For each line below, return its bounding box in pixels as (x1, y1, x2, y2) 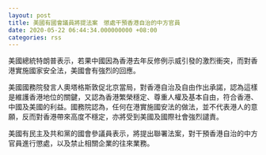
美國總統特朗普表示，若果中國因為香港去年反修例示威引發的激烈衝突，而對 (8, 56, 251, 65)
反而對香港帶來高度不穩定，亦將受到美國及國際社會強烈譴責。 (21, 112, 223, 122)
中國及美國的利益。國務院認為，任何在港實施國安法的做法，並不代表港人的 (8, 102, 251, 112)
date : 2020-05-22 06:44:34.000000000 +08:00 (8, 26, 158, 34)
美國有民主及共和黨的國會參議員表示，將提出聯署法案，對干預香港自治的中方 (8, 129, 258, 138)
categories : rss (8, 33, 62, 42)
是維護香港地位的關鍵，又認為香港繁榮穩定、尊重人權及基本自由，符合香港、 (8, 92, 258, 102)
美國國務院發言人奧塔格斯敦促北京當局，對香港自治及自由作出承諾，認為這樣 (8, 83, 258, 92)
